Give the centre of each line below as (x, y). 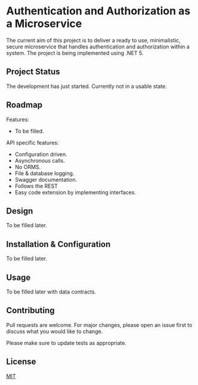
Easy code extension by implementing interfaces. (75, 192)
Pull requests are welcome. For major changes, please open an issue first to (99, 325)
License (21, 362)
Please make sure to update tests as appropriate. (66, 343)
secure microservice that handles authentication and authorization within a (98, 47)
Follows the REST (36, 186)
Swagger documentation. (46, 179)
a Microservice (44, 24)
